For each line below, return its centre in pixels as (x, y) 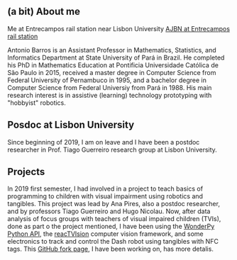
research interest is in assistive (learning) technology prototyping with (110, 95)
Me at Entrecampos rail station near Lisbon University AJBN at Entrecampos (119, 28)
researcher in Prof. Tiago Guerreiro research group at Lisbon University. (112, 149)
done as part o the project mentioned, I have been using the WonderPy (111, 227)
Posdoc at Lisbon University (71, 125)
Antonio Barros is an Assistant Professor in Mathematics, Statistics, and (112, 50)
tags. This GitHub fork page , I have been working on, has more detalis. (111, 249)
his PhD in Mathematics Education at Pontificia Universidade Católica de (113, 65)
